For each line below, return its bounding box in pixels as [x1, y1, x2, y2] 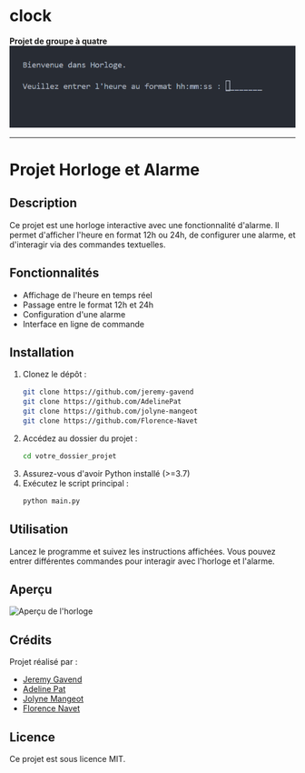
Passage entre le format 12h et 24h [22, 299, 154, 310]
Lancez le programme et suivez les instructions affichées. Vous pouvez [9, 546, 276, 557]
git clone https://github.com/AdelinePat [22, 397, 182, 407]
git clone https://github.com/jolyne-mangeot [22, 407, 198, 417]
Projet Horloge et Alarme [9, 160, 201, 180]
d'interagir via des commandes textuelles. [9, 238, 166, 250]
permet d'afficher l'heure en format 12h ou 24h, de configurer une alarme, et [9, 229, 297, 240]
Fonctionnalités [9, 266, 100, 281]
